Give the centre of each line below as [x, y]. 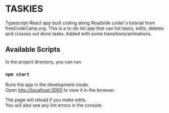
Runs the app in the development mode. [47, 85]
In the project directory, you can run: [44, 62]
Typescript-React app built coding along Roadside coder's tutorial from [80, 23]
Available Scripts [33, 49]
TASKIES [24, 9]
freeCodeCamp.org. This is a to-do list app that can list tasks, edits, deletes [85, 28]
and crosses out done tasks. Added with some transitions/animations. [79, 33]
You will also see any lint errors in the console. [54, 105]
